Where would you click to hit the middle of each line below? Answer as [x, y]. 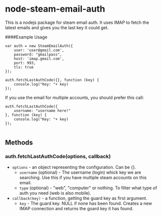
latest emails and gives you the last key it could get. [57, 27]
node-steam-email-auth [55, 9]
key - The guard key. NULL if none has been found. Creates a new [86, 203]
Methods [19, 143]
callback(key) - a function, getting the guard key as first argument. [80, 198]
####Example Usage [26, 37]
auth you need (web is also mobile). [55, 193]
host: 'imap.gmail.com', [39, 59]
